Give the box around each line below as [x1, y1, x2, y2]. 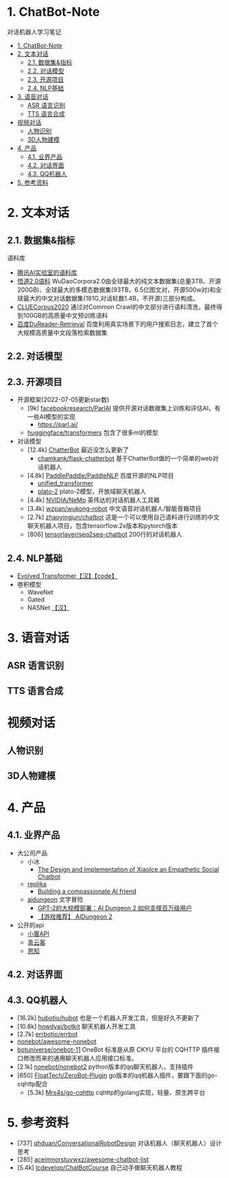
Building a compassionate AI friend [37, 887, 136, 895]
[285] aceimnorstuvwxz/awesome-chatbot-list [16, 1155, 149, 1164]
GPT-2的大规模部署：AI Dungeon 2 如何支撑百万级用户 [37, 903, 193, 912]
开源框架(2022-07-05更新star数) [16, 395, 110, 404]
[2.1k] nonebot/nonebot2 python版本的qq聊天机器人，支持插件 [16, 1063, 194, 1071]
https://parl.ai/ [37, 420, 78, 429]
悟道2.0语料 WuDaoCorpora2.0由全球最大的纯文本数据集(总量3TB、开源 [16, 277, 221, 285]
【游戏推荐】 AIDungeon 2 [37, 912, 113, 921]
